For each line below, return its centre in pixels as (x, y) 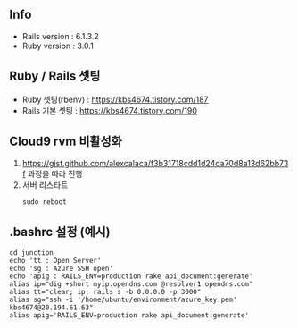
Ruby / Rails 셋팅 (55, 76)
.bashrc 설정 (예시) (60, 232)
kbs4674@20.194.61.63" (51, 308)
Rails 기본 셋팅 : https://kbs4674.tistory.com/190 (110, 110)
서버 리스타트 (45, 185)
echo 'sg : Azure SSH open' (62, 269)
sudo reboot (44, 202)
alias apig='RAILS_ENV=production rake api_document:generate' (129, 316)
